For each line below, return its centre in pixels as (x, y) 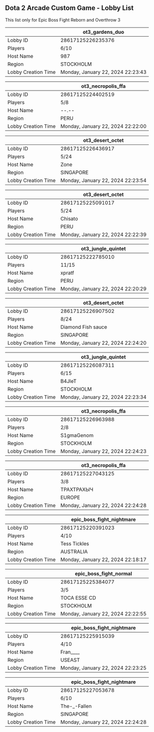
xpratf (67, 273)
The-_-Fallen (76, 706)
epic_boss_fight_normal (103, 573)
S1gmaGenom (77, 435)
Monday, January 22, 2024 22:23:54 (103, 180)
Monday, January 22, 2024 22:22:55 (103, 614)
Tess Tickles (75, 543)
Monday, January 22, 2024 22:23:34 (103, 397)
